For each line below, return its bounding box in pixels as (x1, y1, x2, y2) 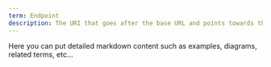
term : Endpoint (8, 11, 60, 20)
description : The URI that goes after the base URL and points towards (8, 19, 254, 27)
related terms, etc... (8, 49, 73, 59)
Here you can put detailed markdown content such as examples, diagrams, (8, 41, 258, 50)
